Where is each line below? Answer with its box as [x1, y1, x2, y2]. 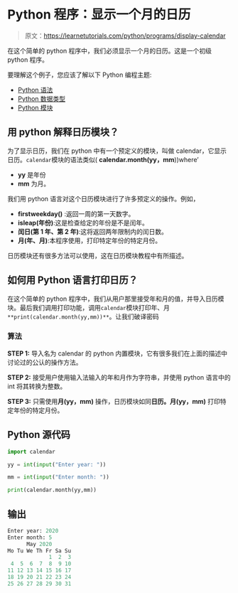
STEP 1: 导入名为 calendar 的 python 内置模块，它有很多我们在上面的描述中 [7, 349, 228, 358]
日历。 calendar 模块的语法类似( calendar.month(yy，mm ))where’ [7, 155, 199, 164]
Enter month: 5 [7, 534, 53, 541]
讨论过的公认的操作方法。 [7, 358, 82, 366]
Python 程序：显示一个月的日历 [7, 6, 191, 23]
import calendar [7, 448, 55, 455]
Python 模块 [17, 103, 53, 112]
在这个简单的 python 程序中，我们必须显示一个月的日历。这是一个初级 [7, 46, 212, 55]
